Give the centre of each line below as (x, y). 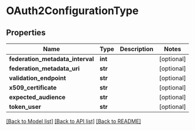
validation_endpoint (37, 78)
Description (137, 49)
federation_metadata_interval (52, 59)
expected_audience (37, 97)
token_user (25, 107)
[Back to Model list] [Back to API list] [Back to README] (74, 121)
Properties (26, 33)
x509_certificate (33, 88)
